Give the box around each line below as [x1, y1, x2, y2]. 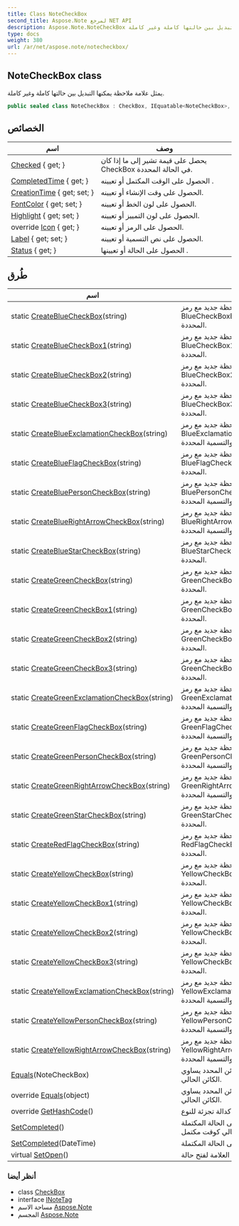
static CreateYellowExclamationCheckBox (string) [11, 986, 174, 996]
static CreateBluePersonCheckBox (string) [11, 487, 152, 497]
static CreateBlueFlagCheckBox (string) [11, 458, 142, 468]
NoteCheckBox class [7, 70, 102, 82]
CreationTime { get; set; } [11, 187, 95, 197]
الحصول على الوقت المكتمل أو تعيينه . [100, 176, 214, 186]
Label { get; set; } [11, 233, 68, 243]
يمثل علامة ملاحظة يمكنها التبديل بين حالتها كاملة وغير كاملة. [7, 88, 165, 97]
